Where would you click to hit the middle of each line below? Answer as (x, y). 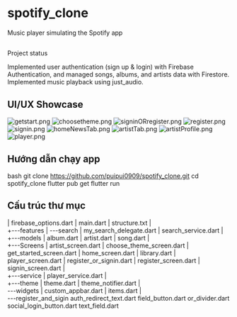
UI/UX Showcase (45, 104)
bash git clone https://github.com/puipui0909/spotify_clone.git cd (103, 176)
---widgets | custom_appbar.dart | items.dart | (74, 290)
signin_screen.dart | (36, 268)
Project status (28, 53)
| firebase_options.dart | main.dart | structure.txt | (80, 223)
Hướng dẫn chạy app (54, 158)
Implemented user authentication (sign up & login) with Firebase (101, 67)
